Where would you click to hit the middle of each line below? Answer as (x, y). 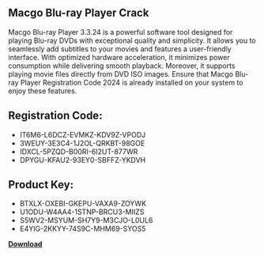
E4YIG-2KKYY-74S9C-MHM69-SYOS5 (83, 229)
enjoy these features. (43, 91)
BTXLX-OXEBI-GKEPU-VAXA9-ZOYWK (83, 204)
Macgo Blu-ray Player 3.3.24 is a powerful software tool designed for (121, 32)
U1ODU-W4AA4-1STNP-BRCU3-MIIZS (82, 212)
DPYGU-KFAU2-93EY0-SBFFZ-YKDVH (83, 160)
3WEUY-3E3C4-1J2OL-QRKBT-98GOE (82, 143)
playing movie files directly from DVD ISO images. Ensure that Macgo (121, 73)
